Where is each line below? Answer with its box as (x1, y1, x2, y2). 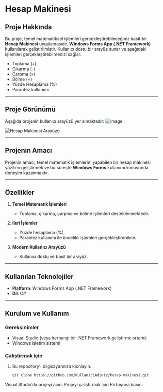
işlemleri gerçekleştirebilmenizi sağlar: (5, 51, 81, 57)
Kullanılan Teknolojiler (5, 272, 74, 281)
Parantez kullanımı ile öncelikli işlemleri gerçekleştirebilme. (19, 235, 137, 241)
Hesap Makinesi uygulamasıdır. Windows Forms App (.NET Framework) (5, 41, 151, 47)
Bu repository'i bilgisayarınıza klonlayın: (12, 363, 92, 369)
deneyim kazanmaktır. (5, 170, 49, 176)
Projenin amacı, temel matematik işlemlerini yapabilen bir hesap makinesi (5, 159, 151, 165)
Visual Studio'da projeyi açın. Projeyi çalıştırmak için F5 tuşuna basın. (5, 382, 143, 388)
